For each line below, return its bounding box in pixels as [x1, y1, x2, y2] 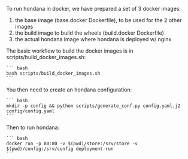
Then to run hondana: [6, 124, 60, 131]
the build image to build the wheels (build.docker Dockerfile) [14, 29, 165, 36]
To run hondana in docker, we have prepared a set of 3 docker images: [6, 5, 181, 12]
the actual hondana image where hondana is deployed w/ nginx [14, 36, 172, 42]
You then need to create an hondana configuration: [6, 86, 132, 93]
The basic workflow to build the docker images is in [6, 47, 134, 54]
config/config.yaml [6, 108, 55, 114]
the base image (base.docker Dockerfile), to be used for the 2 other [14, 17, 182, 23]
